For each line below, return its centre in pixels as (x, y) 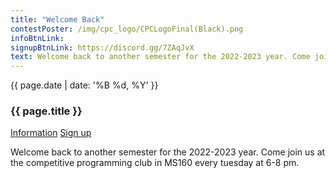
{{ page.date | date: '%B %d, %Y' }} (84, 85)
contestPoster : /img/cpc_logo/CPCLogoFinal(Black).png (127, 29)
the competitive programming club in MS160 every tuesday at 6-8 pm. (155, 163)
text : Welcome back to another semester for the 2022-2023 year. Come (160, 57)
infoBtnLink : (37, 38)
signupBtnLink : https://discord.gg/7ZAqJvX (102, 47)
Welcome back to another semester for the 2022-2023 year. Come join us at (168, 152)
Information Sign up (51, 133)
